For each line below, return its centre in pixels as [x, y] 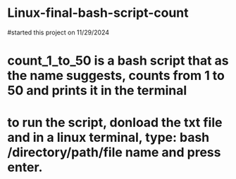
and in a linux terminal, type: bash [108, 138]
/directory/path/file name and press [114, 153]
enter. [25, 167]
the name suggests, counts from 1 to [116, 76]
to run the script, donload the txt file [115, 122]
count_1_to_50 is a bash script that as [118, 61]
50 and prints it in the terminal [97, 91]
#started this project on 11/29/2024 [58, 32]
